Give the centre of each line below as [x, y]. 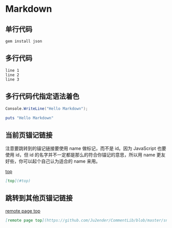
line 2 [12, 75]
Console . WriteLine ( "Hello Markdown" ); [47, 108]
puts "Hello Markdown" [29, 118]
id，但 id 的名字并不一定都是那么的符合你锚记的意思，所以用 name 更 [88, 155]
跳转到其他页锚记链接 [39, 198]
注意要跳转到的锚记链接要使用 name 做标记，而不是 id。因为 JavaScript [81, 148]
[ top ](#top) [18, 181]
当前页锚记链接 [29, 135]
